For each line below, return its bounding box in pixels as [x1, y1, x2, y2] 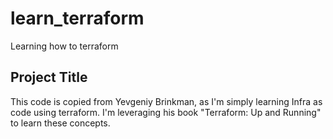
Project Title [10, 69, 88, 86]
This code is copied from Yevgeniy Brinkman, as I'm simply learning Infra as [10, 95, 323, 107]
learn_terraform [10, 7, 145, 30]
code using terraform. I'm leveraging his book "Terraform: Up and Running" [10, 106, 322, 118]
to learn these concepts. [10, 117, 111, 129]
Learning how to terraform [10, 40, 119, 52]
